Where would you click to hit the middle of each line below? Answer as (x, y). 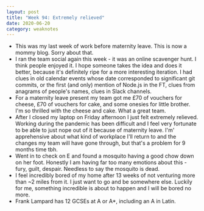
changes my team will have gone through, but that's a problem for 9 (100, 143)
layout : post (23, 12)
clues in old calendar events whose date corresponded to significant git (105, 78)
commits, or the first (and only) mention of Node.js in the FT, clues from (105, 85)
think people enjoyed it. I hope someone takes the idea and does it (98, 66)
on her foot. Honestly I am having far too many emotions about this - (101, 162)
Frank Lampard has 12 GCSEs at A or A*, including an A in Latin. (96, 201)
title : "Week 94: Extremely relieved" (55, 18)
